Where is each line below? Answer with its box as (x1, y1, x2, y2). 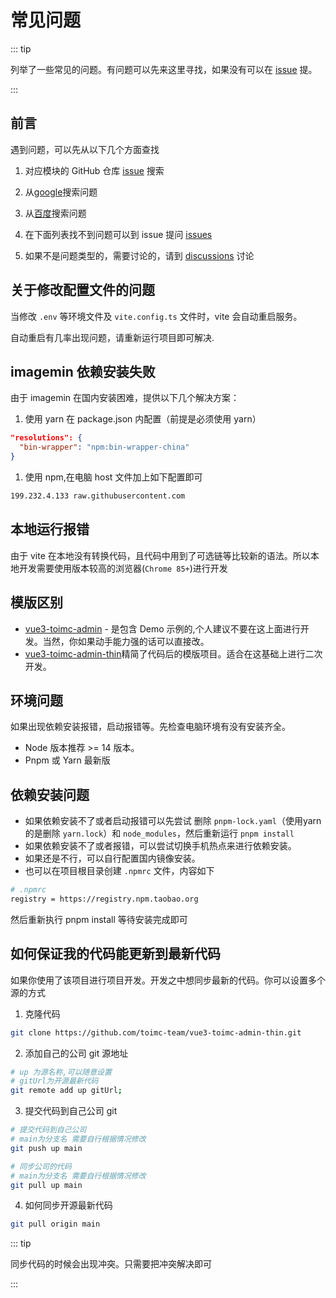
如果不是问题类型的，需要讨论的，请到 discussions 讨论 (24, 249, 255, 261)
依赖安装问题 (10, 786, 90, 803)
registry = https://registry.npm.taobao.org (10, 894, 199, 904)
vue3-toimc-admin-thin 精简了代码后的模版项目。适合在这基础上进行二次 (24, 647, 323, 660)
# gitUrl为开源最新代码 (10, 1076, 99, 1086)
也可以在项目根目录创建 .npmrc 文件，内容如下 (24, 865, 215, 877)
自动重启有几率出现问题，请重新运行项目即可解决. (10, 331, 215, 343)
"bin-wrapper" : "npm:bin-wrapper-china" (19, 442, 190, 453)
